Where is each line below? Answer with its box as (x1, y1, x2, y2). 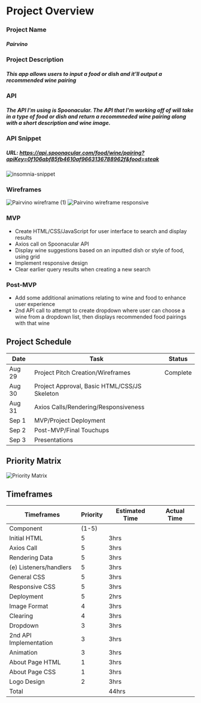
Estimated (115, 507, 145, 515)
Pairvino (6, 40, 28, 47)
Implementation (9, 638, 53, 647)
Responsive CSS (9, 583, 56, 591)
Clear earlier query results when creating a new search (14, 265, 151, 273)
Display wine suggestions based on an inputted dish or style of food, (14, 246, 184, 253)
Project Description (6, 56, 64, 64)
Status (168, 354, 188, 363)
